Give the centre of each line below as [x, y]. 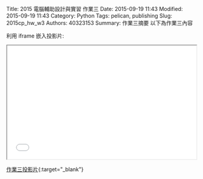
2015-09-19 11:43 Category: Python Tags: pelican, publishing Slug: [89, 16]
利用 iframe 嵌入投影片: [35, 36]
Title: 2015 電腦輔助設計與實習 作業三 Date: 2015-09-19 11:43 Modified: [95, 9]
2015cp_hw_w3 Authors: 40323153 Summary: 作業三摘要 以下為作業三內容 [99, 23]
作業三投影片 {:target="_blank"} [45, 169]
